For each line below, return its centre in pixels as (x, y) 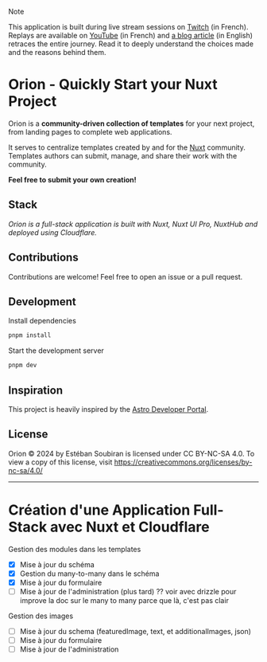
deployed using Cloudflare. (52, 232)
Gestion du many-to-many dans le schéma (89, 574)
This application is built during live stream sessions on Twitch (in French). (128, 27)
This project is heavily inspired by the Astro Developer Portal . (108, 409)
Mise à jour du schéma (57, 564)
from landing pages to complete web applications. (90, 131)
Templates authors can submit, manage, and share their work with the (123, 155)
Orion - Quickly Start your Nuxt (113, 85)
